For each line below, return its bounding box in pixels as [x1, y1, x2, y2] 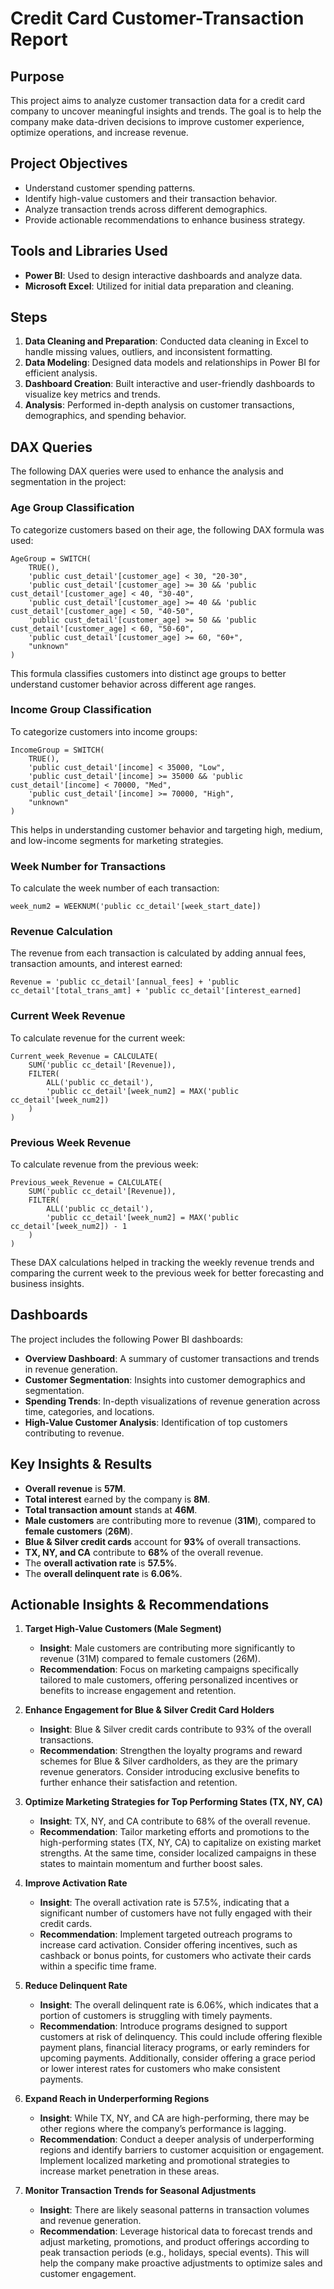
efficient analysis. [24, 367, 98, 379]
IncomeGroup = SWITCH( [10, 745, 105, 755]
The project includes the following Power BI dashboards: [10, 1333, 244, 1345]
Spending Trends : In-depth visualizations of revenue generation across [24, 1395, 321, 1407]
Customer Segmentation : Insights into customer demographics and [24, 1373, 306, 1386]
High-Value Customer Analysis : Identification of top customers [24, 1416, 288, 1428]
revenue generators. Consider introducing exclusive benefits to [39, 1766, 300, 1778]
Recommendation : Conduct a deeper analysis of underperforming [39, 2133, 315, 2146]
